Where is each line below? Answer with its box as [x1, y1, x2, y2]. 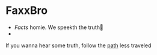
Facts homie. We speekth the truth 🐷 [14, 24, 103, 31]
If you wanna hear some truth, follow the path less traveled [5, 42, 152, 49]
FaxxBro [5, 4, 48, 18]
